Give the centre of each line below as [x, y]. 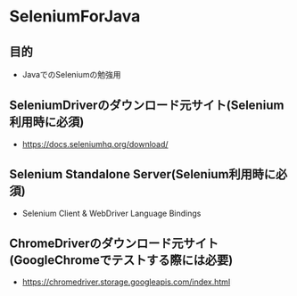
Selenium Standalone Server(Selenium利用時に [143, 174]
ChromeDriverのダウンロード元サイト [114, 244]
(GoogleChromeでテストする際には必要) [121, 260]
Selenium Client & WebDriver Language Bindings [111, 213]
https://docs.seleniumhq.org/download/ [95, 144]
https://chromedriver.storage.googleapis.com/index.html [126, 282]
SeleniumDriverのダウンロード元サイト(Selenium [147, 106]
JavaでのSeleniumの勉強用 [72, 74]
